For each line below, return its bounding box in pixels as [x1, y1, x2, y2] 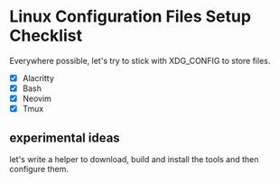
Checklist [9, 25, 83, 46]
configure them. [9, 164, 70, 174]
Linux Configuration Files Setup [9, 6, 251, 27]
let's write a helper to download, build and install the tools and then [9, 154, 259, 164]
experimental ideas [9, 130, 120, 145]
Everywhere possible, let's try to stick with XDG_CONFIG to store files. [9, 55, 271, 66]
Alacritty [22, 72, 54, 83]
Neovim [22, 93, 52, 105]
